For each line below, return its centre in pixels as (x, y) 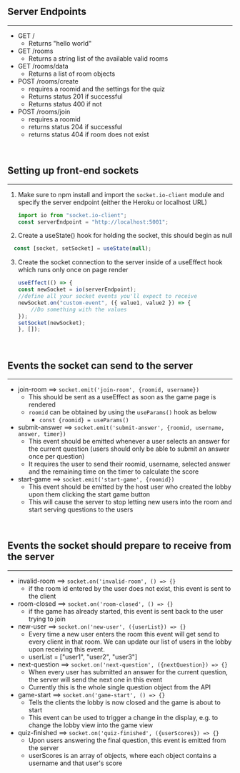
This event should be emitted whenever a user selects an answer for (129, 442)
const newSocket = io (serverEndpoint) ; (77, 290)
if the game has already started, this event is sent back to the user (126, 611)
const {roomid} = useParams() (84, 421)
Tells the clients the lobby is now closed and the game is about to (125, 702)
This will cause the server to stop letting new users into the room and (130, 502)
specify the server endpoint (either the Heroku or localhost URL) (112, 202)
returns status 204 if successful (75, 126)
